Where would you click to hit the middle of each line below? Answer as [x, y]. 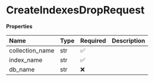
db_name [22, 69]
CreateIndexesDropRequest [76, 10]
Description [128, 40]
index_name [26, 60]
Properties [19, 26]
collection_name [32, 50]
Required [93, 40]
